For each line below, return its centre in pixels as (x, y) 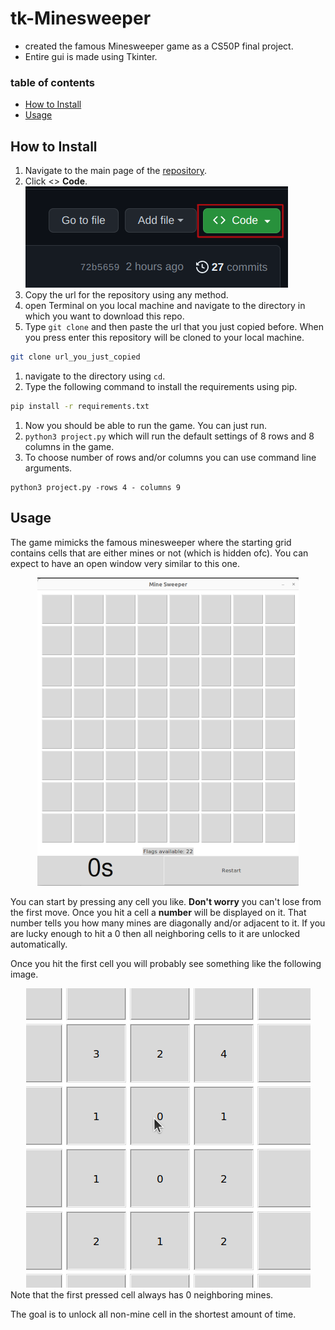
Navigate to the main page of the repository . (116, 171)
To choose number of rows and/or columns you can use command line (170, 457)
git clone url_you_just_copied (75, 357)
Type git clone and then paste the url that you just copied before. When (174, 327)
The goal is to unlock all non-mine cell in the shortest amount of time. (153, 1314)
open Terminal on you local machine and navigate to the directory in (165, 306)
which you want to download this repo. (104, 316)
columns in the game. (69, 446)
